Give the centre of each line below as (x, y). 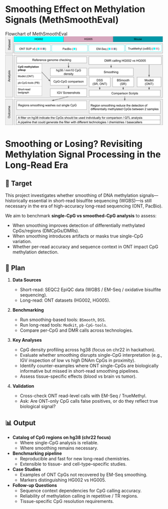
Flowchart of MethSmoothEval (36, 34)
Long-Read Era (37, 165)
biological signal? (38, 406)
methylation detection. (35, 252)
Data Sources (27, 280)
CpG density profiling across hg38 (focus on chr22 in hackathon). (88, 350)
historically (16, 201)
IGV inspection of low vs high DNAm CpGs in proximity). (78, 360)
